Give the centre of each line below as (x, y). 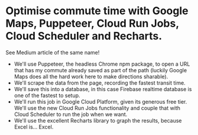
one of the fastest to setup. (47, 95)
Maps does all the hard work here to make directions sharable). (91, 76)
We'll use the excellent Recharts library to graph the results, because (98, 120)
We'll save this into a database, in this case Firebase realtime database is (103, 89)
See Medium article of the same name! (53, 52)
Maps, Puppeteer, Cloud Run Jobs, (92, 23)
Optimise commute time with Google (97, 11)
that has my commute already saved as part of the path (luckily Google (100, 70)
